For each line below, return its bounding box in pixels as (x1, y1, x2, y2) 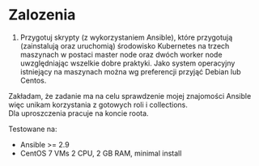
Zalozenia (8, 6, 76, 24)
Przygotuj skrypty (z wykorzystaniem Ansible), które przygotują (19, 32, 233, 42)
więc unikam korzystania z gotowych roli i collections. (8, 100, 188, 109)
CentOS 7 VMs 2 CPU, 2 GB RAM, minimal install (19, 148, 182, 158)
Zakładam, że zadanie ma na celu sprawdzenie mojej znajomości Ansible (8, 91, 252, 100)
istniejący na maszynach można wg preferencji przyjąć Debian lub (19, 66, 241, 76)
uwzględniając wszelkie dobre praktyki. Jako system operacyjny (19, 58, 236, 68)
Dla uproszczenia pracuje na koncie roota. (8, 108, 149, 118)
